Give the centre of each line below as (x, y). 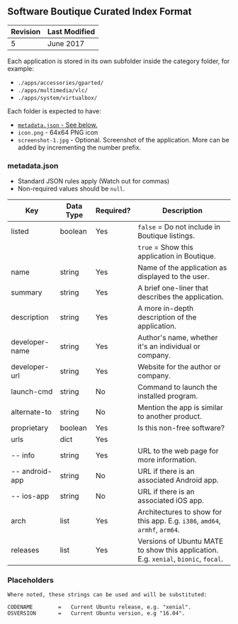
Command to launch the (177, 387)
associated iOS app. (171, 501)
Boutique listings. (166, 236)
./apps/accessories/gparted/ (61, 83)
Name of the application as (182, 268)
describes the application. (181, 297)
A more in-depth (165, 309)
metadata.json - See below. (57, 125)
